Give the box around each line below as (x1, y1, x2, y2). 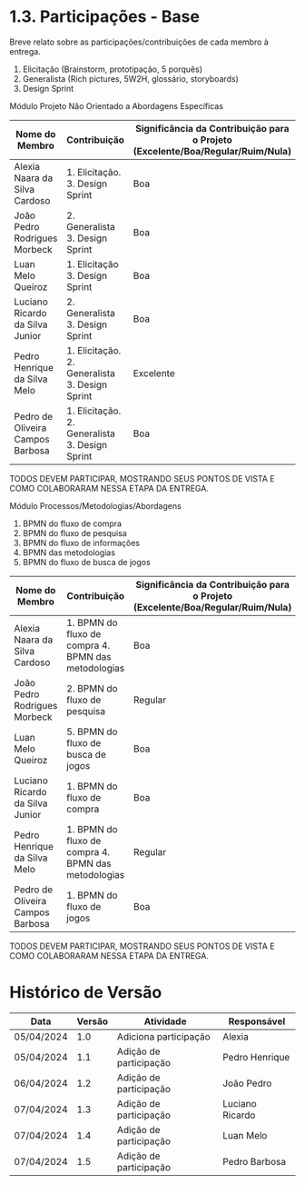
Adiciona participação (116, 1030, 211, 1042)
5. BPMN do (66, 725, 118, 738)
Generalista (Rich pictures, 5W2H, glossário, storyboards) (22, 73, 239, 84)
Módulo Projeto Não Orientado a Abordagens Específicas (9, 100, 224, 111)
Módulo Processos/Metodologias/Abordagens (9, 500, 182, 511)
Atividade (143, 1015, 187, 1028)
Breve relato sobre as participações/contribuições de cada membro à (9, 36, 270, 47)
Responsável (228, 1015, 286, 1028)
